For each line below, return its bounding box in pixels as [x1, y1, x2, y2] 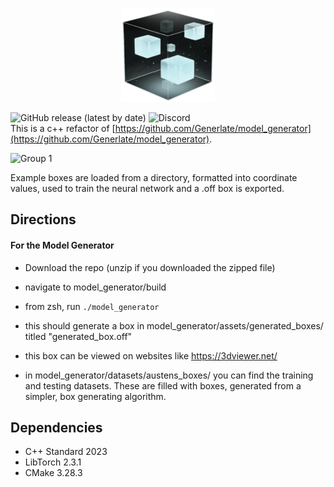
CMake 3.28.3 [24, 467, 83, 479]
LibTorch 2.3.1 [24, 456, 82, 468]
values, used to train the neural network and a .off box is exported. [10, 183, 285, 194]
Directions [10, 211, 77, 228]
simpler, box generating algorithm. [24, 390, 167, 402]
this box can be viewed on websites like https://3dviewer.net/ [24, 349, 278, 362]
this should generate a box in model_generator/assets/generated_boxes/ [24, 319, 324, 332]
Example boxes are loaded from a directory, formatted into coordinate [10, 172, 298, 183]
